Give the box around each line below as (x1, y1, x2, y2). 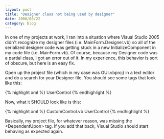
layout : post (5, 7, 32, 12)
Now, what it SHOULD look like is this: (5, 99, 82, 105)
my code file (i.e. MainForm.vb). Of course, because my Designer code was (5, 50, 158, 56)
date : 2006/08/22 (5, 16, 41, 21)
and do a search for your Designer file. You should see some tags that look (5, 75, 156, 81)
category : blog (5, 21, 36, 26)
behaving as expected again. (5, 128, 64, 135)
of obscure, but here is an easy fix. (5, 60, 75, 66)
